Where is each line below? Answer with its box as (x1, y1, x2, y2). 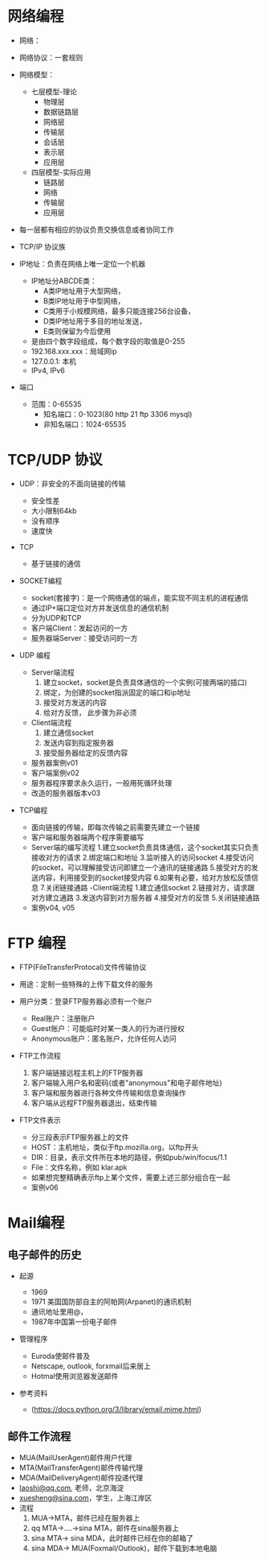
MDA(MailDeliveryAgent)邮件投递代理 (18, 1472, 144, 1482)
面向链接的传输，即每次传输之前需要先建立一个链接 (30, 822, 201, 832)
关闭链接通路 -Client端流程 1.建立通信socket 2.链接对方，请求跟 (45, 882, 255, 892)
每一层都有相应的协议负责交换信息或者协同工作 (18, 225, 174, 234)
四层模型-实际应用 (30, 167, 91, 177)
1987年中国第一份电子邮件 (30, 1317, 118, 1327)
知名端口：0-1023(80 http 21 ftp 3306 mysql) (43, 409, 193, 419)
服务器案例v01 (30, 757, 78, 767)
